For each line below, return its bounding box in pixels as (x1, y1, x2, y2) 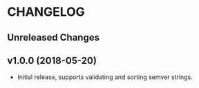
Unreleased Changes (7, 32, 100, 43)
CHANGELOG (7, 4, 85, 20)
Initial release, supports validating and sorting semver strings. (17, 73, 193, 81)
